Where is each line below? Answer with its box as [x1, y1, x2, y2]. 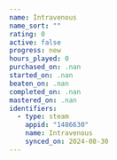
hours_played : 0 [9, 54, 69, 63]
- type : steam [17, 112, 69, 121]
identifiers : [9, 104, 58, 113]
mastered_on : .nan [9, 95, 77, 105]
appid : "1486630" [25, 121, 90, 130]
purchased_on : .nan [9, 63, 82, 72]
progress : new [9, 46, 62, 55]
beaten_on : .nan [9, 79, 69, 88]
